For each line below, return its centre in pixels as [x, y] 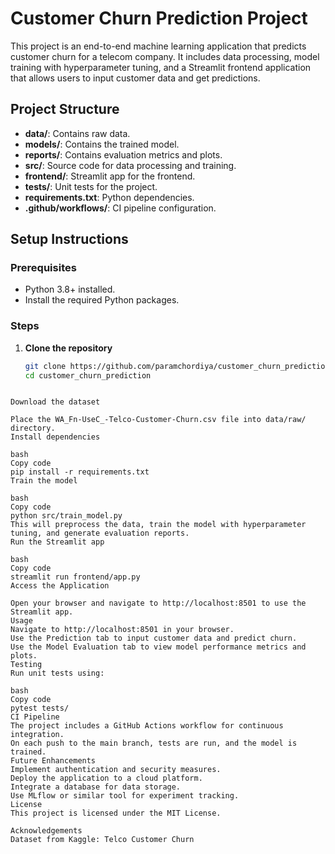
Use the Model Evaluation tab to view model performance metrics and [158, 647]
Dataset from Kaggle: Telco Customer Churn [102, 840]
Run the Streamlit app [57, 542]
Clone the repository [68, 348]
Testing [26, 665]
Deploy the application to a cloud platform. [106, 778]
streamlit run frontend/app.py [75, 577]
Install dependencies [55, 437]
